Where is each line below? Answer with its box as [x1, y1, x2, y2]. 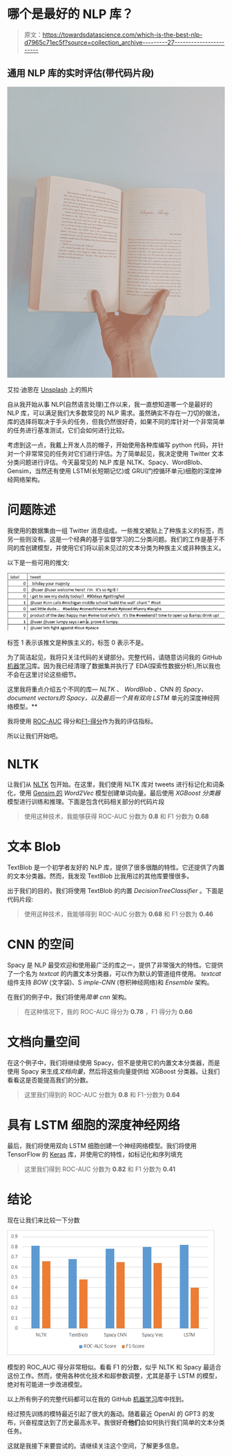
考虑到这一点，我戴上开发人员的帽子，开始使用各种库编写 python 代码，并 [7, 441, 218, 449]
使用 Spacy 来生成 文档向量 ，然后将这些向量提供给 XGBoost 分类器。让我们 [7, 1067, 220, 1076]
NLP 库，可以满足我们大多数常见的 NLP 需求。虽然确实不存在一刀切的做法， [7, 409, 224, 417]
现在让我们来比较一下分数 [7, 1215, 80, 1224]
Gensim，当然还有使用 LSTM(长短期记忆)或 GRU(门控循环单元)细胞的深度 [7, 466, 216, 474]
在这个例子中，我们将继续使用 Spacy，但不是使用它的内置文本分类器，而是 [7, 1058, 221, 1067]
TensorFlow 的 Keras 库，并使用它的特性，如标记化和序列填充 [7, 1150, 183, 1159]
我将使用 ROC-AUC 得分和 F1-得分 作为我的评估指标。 [7, 717, 157, 726]
